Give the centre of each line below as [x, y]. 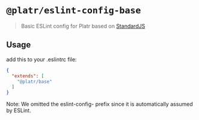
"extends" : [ [28, 76]
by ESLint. [19, 110]
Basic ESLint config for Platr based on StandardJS [83, 26]
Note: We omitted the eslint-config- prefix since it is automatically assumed [100, 104]
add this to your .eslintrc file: [41, 59]
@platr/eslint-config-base [74, 10]
